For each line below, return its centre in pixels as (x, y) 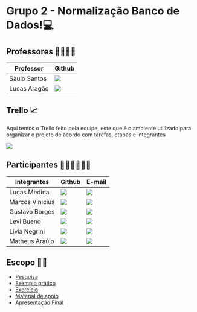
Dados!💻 (30, 25)
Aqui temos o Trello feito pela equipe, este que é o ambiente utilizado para (99, 128)
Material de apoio (37, 296)
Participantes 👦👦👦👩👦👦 (49, 165)
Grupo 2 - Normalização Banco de (93, 11)
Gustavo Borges (32, 211)
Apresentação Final (39, 302)
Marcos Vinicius (32, 202)
